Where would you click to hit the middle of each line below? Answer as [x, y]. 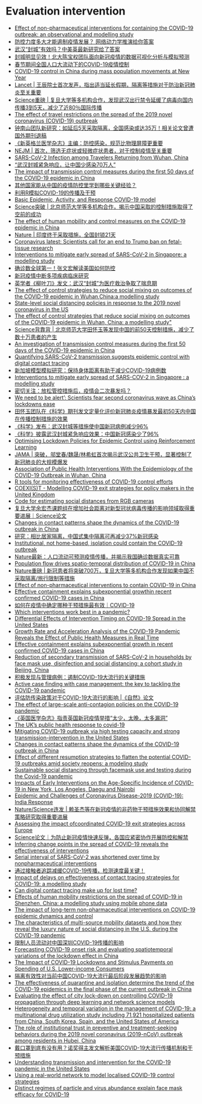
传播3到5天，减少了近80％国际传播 [58, 107]
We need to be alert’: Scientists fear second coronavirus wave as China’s [105, 397]
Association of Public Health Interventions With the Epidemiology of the [103, 468]
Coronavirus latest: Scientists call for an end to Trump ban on [91, 241]
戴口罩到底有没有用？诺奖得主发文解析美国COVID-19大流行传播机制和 [101, 1048]
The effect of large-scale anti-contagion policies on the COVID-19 [96, 704]
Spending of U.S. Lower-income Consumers [69, 968]
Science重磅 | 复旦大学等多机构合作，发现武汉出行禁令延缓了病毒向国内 [104, 100]
